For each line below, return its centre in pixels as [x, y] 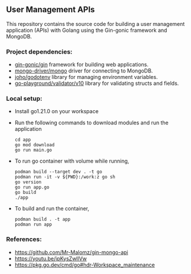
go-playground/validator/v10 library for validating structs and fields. [97, 83]
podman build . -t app [42, 219]
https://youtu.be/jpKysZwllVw [51, 258]
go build [25, 193]
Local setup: [24, 98]
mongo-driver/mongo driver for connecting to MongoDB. [84, 71]
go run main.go [33, 150]
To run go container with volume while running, [72, 161]
